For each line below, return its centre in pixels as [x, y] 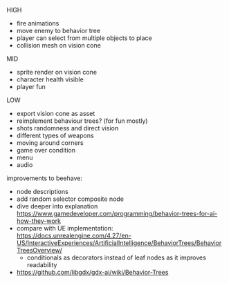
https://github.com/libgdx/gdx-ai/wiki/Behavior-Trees [92, 272]
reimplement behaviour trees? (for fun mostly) [82, 121]
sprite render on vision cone [57, 72]
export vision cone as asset [56, 114]
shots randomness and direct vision [67, 128]
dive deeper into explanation [57, 206]
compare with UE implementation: [65, 228]
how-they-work [39, 221]
